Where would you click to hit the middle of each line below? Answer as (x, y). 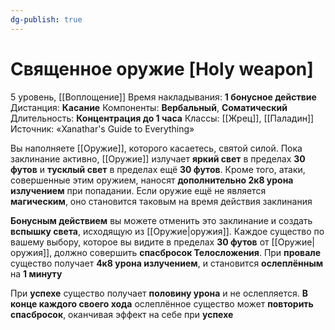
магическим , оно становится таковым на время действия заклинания (161, 201)
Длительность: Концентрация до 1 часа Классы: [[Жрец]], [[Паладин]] (162, 118)
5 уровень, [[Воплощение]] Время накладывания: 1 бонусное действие (163, 97)
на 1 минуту (36, 273)
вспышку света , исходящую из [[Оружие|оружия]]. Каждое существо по (167, 231)
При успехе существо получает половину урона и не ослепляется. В (159, 293)
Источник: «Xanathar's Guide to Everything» (102, 128)
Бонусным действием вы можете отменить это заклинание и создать (161, 220)
